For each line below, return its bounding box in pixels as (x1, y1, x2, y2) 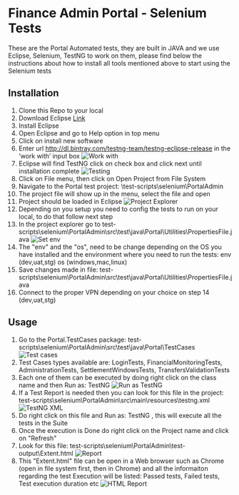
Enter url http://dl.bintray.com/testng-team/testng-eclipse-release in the (18, 144, 231, 153)
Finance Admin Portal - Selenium (8, 5, 207, 21)
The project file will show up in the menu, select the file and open (18, 189, 211, 198)
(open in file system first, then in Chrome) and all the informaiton (18, 464, 209, 472)
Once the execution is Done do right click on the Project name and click (18, 426, 229, 434)
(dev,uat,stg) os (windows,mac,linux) (18, 257, 128, 266)
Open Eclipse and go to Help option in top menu (18, 128, 160, 137)
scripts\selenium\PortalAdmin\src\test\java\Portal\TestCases (18, 342, 195, 351)
